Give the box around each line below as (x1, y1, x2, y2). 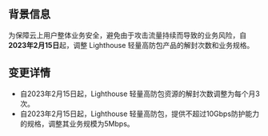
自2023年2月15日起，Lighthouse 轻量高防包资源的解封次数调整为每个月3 (19, 89, 260, 98)
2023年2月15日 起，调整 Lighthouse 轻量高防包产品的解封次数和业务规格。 (8, 40, 254, 50)
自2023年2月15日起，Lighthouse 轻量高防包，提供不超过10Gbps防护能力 (19, 109, 260, 118)
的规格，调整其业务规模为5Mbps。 (19, 118, 134, 128)
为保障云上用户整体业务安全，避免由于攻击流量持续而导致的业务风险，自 (8, 30, 246, 40)
